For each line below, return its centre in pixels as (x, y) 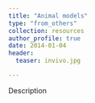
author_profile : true (45, 38)
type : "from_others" (43, 23)
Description (27, 90)
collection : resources (46, 31)
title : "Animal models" (48, 16)
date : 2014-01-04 (37, 46)
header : (21, 53)
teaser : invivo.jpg (48, 61)
